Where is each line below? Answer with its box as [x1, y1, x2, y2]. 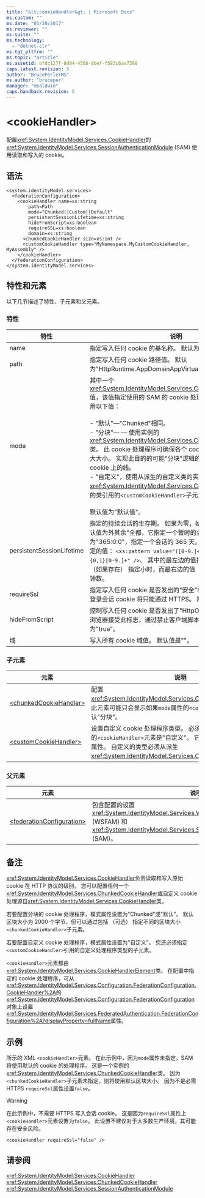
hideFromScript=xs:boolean [28, 220, 97, 226]
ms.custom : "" [6, 15, 43, 21]
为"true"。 [89, 625, 120, 633]
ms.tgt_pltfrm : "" [6, 49, 53, 55]
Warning [6, 1096, 27, 1104]
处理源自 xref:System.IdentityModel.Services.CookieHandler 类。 [6, 898, 167, 905]
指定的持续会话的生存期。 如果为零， [89, 519, 195, 527]
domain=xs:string [28, 230, 72, 236]
